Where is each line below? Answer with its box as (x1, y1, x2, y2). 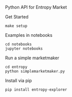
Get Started (5, 14, 29, 19)
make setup (5, 23, 28, 28)
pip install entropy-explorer (5, 87, 68, 92)
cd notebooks (5, 42, 32, 47)
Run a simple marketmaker (5, 55, 60, 61)
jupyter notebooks (5, 46, 43, 51)
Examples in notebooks (5, 32, 53, 38)
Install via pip (5, 78, 32, 84)
